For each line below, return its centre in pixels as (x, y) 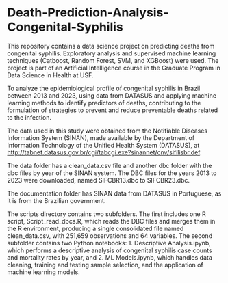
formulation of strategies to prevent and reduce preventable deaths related (112, 110)
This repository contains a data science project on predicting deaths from (111, 46)
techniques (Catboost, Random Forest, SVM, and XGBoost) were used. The (113, 60)
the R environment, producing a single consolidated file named (96, 228)
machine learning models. (43, 272)
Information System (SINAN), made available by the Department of (101, 137)
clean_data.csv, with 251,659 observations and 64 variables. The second (110, 235)
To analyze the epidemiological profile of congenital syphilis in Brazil (104, 88)
